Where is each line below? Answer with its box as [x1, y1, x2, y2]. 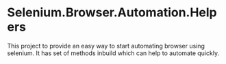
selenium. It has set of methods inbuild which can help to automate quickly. [7, 49, 220, 57]
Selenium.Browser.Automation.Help [7, 5, 217, 20]
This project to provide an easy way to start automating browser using [7, 42, 205, 50]
